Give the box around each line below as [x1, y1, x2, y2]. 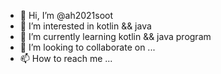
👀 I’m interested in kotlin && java [19, 20, 152, 32]
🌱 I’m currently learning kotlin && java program [19, 31, 212, 42]
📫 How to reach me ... [19, 53, 113, 64]
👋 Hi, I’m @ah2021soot [19, 10, 114, 21]
